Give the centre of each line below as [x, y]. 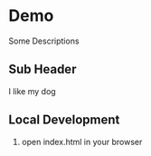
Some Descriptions [44, 41]
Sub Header [42, 69]
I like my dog [32, 91]
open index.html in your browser [82, 141]
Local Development [64, 120]
